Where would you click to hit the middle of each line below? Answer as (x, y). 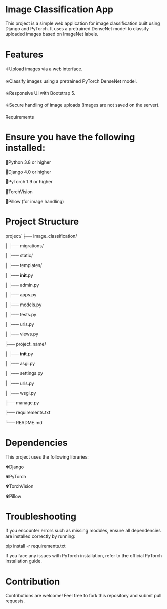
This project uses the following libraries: (47, 456)
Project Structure (42, 222)
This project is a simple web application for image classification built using (83, 23)
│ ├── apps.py (21, 294)
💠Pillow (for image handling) (35, 201)
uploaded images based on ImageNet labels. (52, 34)
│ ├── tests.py (21, 314)
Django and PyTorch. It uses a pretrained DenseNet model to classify (77, 28)
